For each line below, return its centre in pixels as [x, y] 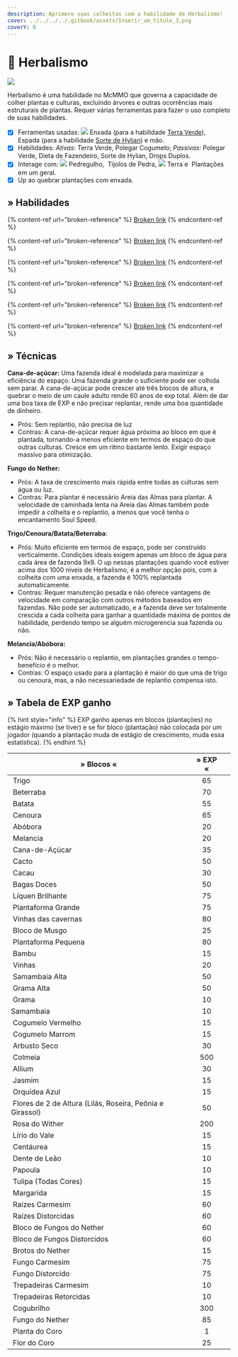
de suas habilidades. [38, 118]
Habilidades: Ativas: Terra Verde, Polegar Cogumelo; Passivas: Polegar [121, 148]
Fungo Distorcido [41, 1274]
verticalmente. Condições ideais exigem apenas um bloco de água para [122, 555]
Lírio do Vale [34, 1135]
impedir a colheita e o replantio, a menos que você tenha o [103, 512]
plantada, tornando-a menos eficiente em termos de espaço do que [117, 440]
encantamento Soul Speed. [57, 520]
